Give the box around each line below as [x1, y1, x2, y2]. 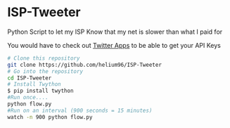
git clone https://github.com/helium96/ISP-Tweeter [7, 61, 162, 68]
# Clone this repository [7, 54, 80, 62]
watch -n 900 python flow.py [7, 113, 93, 120]
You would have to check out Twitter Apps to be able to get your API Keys [7, 41, 222, 49]
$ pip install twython [7, 87, 74, 95]
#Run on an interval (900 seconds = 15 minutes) [7, 107, 153, 114]
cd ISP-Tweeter [7, 75, 52, 82]
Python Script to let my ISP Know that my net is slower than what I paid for [7, 27, 223, 36]
